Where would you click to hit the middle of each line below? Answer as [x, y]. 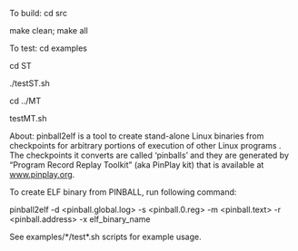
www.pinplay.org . [42, 174]
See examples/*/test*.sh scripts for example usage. [105, 237]
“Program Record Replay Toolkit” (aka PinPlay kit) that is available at [137, 165]
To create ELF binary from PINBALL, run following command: [123, 192]
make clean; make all [49, 30]
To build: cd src [39, 13]
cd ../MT [25, 101]
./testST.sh [30, 83]
